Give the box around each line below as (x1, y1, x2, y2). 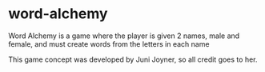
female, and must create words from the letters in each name (8, 39, 210, 48)
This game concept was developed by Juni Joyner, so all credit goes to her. (8, 55, 258, 64)
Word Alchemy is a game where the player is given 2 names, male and (8, 31, 240, 40)
